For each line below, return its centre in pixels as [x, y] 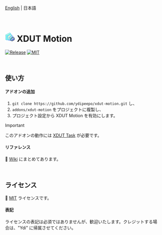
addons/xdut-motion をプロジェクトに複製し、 [58, 109]
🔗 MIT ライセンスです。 [28, 198]
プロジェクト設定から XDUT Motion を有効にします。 [65, 115]
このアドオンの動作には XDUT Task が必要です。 [53, 135]
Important [15, 125]
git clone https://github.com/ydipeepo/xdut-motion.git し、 [74, 103]
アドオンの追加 [20, 91]
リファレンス [18, 147]
